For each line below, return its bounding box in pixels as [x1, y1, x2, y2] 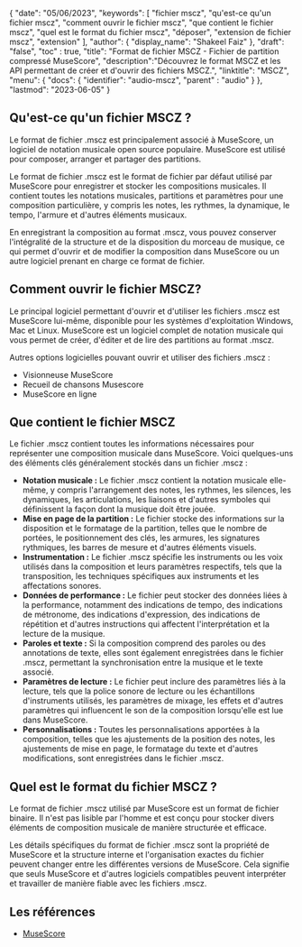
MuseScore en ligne [22, 388, 97, 400]
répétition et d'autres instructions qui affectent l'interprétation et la [22, 619, 270, 630]
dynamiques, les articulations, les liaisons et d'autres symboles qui [22, 494, 270, 505]
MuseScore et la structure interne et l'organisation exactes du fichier [9, 850, 264, 860]
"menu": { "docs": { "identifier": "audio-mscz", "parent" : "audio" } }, [9, 75, 263, 85]
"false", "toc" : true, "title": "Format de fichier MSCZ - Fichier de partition [9, 46, 279, 57]
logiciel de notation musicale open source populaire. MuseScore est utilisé [9, 143, 286, 154]
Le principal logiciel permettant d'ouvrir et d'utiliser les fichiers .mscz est [9, 306, 280, 317]
